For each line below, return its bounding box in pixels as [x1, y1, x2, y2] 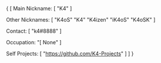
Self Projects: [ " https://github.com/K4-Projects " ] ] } [6, 50, 134, 57]
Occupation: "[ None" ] [6, 39, 62, 45]
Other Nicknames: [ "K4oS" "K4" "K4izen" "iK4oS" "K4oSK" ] [6, 16, 156, 23]
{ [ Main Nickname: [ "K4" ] [6, 5, 72, 12]
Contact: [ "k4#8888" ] [6, 27, 62, 34]
